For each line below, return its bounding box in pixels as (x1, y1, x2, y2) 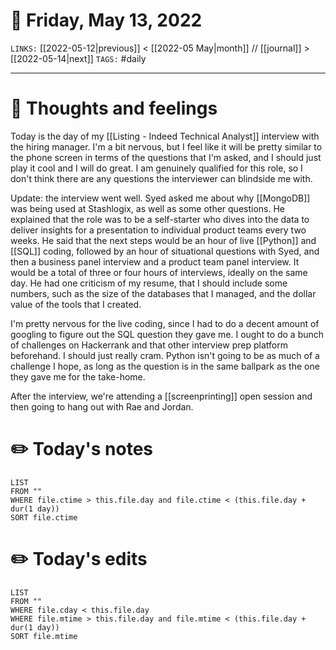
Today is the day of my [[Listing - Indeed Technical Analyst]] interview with (10, 130, 320, 142)
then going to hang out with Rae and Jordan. (10, 400, 194, 413)
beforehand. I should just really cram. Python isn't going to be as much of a (10, 349, 320, 361)
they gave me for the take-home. (10, 370, 146, 383)
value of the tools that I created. (10, 298, 142, 310)
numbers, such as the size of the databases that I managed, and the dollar (10, 287, 317, 299)
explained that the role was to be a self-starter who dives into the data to (10, 213, 310, 225)
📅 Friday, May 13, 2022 (10, 9, 203, 32)
